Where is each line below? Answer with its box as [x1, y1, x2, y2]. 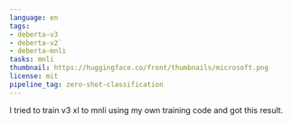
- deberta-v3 [9, 30, 59, 39]
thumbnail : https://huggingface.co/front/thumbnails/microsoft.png [9, 64, 269, 73]
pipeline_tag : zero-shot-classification [9, 80, 165, 89]
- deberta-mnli [9, 47, 67, 56]
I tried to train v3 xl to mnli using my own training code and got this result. [9, 104, 284, 115]
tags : [9, 22, 30, 31]
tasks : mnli [9, 55, 54, 64]
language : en [9, 13, 59, 22]
